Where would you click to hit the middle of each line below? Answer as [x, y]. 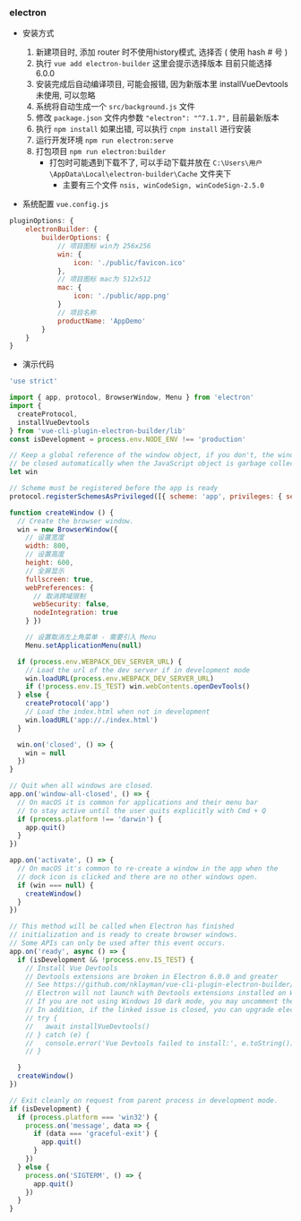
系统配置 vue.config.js [65, 204]
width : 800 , [47, 546]
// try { [42, 1018]
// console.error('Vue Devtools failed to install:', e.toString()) [160, 1043]
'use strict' [34, 381]
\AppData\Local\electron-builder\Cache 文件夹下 [140, 174]
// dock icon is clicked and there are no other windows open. [138, 877]
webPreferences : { [60, 588]
